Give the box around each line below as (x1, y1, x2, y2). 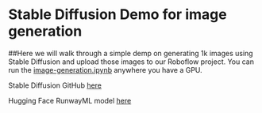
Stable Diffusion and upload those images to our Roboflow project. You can (8, 57, 254, 66)
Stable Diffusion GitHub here (8, 81, 102, 90)
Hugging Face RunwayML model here (8, 96, 132, 105)
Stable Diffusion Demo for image (8, 6, 228, 24)
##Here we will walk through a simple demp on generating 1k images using (8, 48, 253, 58)
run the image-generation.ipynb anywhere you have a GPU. (8, 65, 202, 74)
